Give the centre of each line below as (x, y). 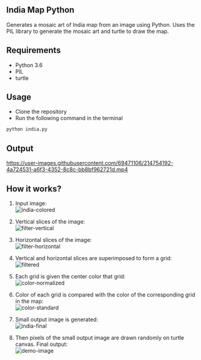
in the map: (29, 301)
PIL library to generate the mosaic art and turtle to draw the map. (88, 31)
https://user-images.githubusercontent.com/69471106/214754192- (90, 163)
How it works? (34, 189)
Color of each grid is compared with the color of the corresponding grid (105, 294)
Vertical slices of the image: (50, 221)
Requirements (33, 50)
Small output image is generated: (57, 319)
